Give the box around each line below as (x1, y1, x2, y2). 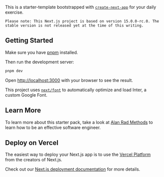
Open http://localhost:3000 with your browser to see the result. (5, 77, 134, 83)
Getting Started (5, 36, 54, 45)
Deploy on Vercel (5, 138, 59, 147)
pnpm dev (5, 68, 23, 73)
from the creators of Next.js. (5, 157, 62, 163)
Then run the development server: (5, 59, 75, 65)
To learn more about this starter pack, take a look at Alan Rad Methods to (5, 119, 153, 125)
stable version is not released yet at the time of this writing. (5, 23, 144, 28)
